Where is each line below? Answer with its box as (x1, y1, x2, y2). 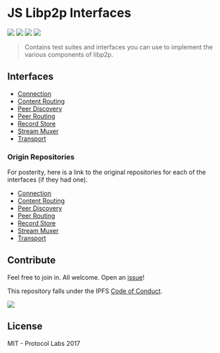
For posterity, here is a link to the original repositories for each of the (7, 168, 206, 177)
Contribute (7, 254, 56, 266)
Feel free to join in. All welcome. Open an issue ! (7, 273, 145, 281)
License (7, 321, 43, 333)
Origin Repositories (7, 151, 75, 161)
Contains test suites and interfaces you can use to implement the (24, 42, 213, 51)
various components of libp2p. (24, 50, 114, 58)
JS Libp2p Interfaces (7, 5, 131, 21)
